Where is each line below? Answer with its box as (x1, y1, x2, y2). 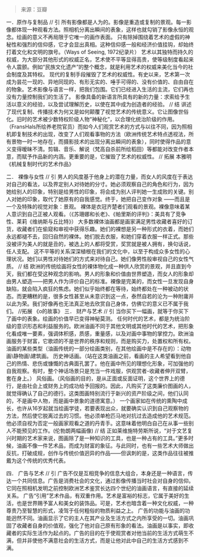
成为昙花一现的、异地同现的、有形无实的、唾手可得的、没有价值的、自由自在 (6, 78, 194, 85)
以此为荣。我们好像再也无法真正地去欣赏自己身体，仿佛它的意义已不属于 (6, 300, 183, 307)
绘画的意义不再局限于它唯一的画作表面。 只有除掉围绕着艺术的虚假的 (16, 33, 185, 41)
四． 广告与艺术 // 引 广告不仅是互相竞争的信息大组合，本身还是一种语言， (6, 470, 188, 477)
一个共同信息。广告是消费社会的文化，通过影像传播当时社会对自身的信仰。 (11, 478, 194, 484)
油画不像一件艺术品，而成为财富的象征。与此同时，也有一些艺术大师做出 (16, 442, 194, 449)
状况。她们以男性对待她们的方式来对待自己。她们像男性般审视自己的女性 (11, 255, 189, 262)
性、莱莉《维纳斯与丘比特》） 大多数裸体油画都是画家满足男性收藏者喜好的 (6, 218, 187, 225)
